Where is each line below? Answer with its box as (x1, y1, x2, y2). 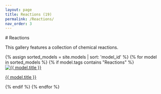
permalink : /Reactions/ (5, 16, 54, 21)
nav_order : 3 (5, 21, 32, 26)
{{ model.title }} (5, 74, 37, 80)
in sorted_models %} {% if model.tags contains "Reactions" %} (5, 59, 134, 65)
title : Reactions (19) (5, 12, 52, 17)
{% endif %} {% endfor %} (5, 84, 60, 90)
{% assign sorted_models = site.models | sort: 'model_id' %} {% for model (5, 54, 157, 60)
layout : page (5, 7, 32, 12)
